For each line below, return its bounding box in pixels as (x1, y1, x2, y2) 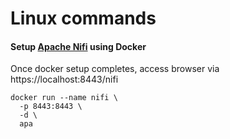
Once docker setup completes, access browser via (10, 63, 220, 75)
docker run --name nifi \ (10, 93, 118, 103)
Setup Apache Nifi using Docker (10, 40, 147, 52)
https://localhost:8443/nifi (10, 73, 119, 86)
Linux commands (10, 7, 157, 30)
